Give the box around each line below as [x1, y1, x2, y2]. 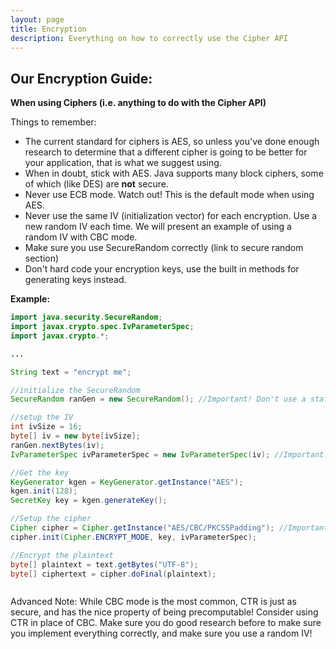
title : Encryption [10, 24, 87, 34]
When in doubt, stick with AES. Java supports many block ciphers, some [24, 167, 324, 180]
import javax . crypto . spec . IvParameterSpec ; [10, 322, 195, 332]
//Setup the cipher [10, 514, 92, 524]
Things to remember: [10, 116, 97, 128]
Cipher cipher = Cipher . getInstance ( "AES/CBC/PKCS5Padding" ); [10, 523, 275, 533]
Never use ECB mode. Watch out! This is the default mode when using [24, 189, 315, 201]
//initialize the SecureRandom [10, 385, 141, 395]
